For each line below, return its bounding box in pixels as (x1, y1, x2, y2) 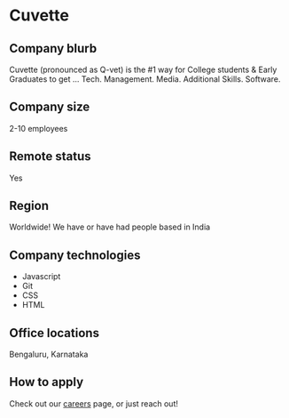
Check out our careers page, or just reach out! (9, 398, 179, 409)
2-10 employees (9, 123, 68, 133)
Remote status (9, 149, 91, 165)
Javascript (21, 271, 61, 282)
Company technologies (9, 247, 141, 262)
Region (9, 198, 49, 213)
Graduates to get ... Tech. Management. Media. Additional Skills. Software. (9, 74, 281, 84)
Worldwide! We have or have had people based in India (9, 221, 211, 232)
